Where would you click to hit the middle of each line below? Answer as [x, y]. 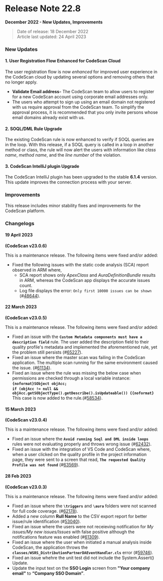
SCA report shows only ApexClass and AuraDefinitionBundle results [87, 275]
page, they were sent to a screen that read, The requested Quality [79, 460]
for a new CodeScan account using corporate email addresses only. [80, 97]
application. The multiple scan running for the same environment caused [85, 363]
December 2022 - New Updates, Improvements [54, 22]
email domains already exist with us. [48, 118]
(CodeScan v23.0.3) [26, 487]
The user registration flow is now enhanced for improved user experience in [81, 72]
